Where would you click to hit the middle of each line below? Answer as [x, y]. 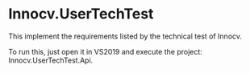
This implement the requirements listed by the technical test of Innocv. [125, 36]
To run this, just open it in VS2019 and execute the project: [106, 51]
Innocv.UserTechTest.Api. [51, 60]
